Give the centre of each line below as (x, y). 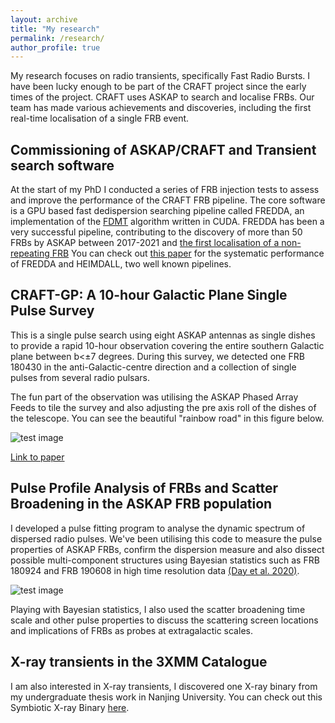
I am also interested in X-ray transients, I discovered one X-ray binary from (164, 686)
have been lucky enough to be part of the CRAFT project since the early (158, 87)
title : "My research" (55, 29)
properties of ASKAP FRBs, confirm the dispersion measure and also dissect (167, 549)
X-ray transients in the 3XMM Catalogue (139, 662)
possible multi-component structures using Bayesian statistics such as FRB (165, 560)
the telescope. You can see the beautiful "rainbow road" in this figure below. (167, 418)
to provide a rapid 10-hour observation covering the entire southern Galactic (167, 345)
